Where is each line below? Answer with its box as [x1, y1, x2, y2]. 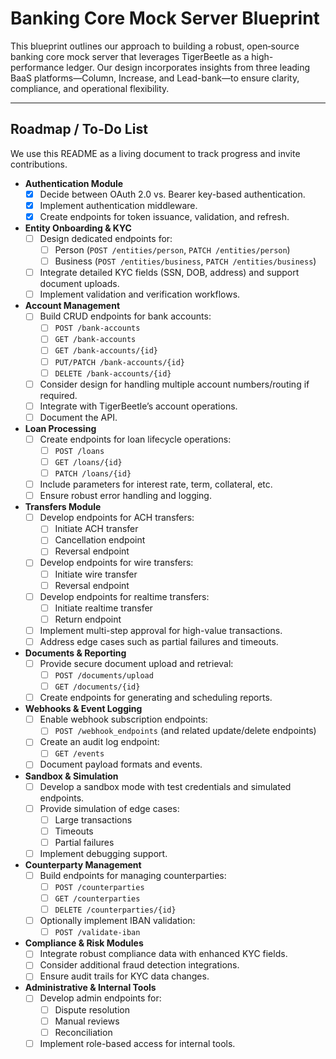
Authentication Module [24, 177, 124, 189]
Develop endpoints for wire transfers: [39, 557, 194, 569]
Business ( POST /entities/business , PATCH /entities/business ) [54, 255, 317, 267]
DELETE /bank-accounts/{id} [54, 368, 172, 379]
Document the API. [39, 411, 118, 423]
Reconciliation [54, 1026, 113, 1038]
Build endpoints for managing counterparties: [39, 869, 227, 881]
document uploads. [39, 278, 120, 290]
